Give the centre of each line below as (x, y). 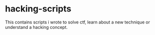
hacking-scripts (38, 9)
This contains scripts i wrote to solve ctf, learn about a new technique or (77, 22)
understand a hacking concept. (37, 27)
